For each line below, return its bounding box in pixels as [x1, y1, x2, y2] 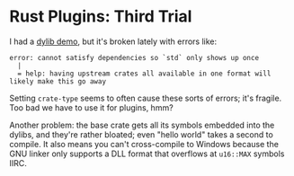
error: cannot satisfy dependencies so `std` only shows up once [9, 53, 259, 62]
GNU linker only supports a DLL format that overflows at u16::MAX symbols [9, 148, 285, 159]
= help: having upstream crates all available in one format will [17, 69, 272, 78]
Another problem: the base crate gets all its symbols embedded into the [9, 119, 275, 130]
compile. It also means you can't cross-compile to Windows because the [9, 138, 279, 149]
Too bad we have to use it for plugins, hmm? [9, 101, 174, 113]
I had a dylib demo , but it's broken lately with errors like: [9, 36, 218, 47]
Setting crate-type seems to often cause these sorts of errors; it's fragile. [9, 92, 282, 103]
